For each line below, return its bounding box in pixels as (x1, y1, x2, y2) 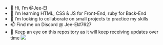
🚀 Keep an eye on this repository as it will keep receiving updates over (10, 29, 159, 35)
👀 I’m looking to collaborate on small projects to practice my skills (10, 16, 149, 21)
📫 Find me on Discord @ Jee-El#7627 (10, 21, 92, 28)
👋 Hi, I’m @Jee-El (10, 5, 48, 11)
